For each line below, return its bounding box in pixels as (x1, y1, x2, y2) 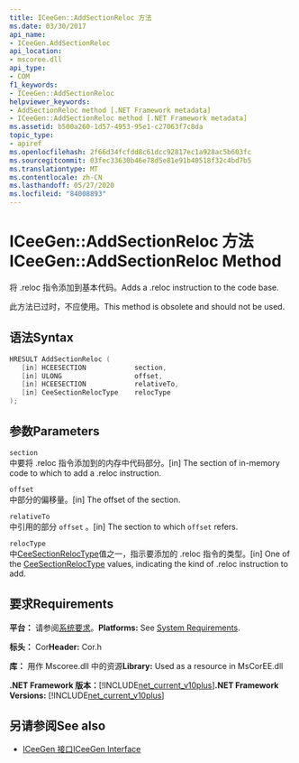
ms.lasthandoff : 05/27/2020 (9, 181, 115, 191)
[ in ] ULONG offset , (21, 371, 164, 380)
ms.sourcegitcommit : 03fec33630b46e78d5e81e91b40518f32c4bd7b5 (9, 155, 252, 165)
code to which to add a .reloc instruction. (9, 467, 162, 479)
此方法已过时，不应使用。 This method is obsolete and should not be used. (9, 301, 285, 312)
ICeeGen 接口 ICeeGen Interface (22, 744, 141, 755)
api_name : (9, 30, 47, 39)
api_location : (9, 47, 63, 56)
